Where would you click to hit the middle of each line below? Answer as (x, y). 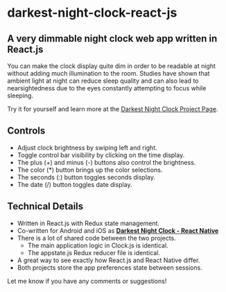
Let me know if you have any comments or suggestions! (87, 281)
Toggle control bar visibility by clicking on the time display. (101, 155)
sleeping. (20, 96)
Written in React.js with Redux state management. (88, 223)
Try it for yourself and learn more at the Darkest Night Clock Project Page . (113, 109)
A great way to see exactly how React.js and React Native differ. (108, 260)
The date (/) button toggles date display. (75, 184)
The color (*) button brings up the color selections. (90, 170)
